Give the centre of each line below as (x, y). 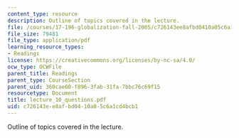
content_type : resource (43, 14)
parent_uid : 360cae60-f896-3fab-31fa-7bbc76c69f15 (84, 87)
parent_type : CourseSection (49, 80)
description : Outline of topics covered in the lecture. (94, 21)
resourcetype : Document (43, 93)
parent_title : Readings (43, 73)
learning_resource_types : (46, 47)
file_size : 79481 (33, 34)
